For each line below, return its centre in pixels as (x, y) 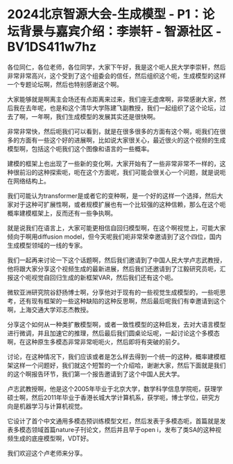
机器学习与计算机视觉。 (53, 406)
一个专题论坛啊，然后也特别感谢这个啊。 (65, 84)
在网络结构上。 (28, 181)
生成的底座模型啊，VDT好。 (53, 438)
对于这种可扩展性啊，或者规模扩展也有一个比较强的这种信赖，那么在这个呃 (119, 204)
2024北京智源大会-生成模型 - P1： (105, 14)
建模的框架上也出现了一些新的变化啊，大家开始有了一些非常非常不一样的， (113, 163)
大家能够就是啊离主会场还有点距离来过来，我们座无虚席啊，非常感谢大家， (113, 99)
